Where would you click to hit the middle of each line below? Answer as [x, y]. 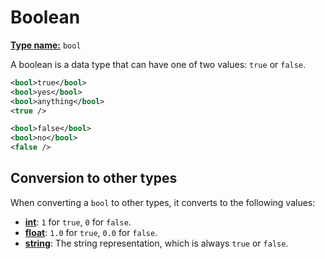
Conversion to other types [94, 178]
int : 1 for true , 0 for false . [78, 222]
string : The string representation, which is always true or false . [156, 243]
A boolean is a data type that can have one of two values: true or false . [158, 64]
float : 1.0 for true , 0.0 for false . [91, 232]
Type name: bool [46, 45]
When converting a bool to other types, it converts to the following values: [163, 202]
